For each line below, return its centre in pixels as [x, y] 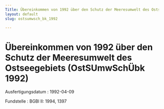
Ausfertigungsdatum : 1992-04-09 [40, 92]
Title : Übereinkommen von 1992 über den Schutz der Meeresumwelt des [77, 10]
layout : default [21, 14]
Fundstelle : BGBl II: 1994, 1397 [36, 101]
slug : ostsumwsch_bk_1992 [31, 19]
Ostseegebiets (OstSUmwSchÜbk [75, 68]
